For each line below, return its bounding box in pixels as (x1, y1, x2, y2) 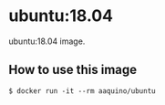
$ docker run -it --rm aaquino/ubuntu (8, 86, 156, 96)
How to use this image (8, 62, 138, 78)
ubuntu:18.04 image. (8, 36, 86, 47)
